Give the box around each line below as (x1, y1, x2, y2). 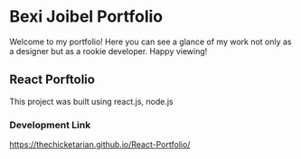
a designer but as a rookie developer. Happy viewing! (9, 45, 208, 56)
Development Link (9, 118, 91, 131)
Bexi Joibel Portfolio (9, 6, 164, 27)
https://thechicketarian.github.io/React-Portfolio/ (9, 139, 191, 150)
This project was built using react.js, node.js (9, 96, 174, 107)
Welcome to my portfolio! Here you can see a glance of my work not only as (9, 36, 292, 47)
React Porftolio (9, 72, 95, 88)
